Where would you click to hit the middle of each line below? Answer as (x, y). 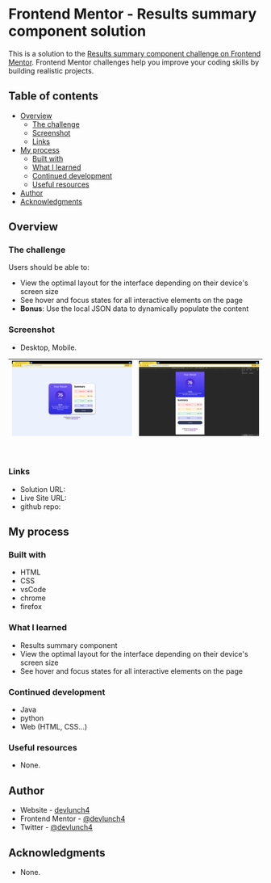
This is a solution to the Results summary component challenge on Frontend (135, 53)
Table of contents (53, 97)
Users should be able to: (49, 267)
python (32, 718)
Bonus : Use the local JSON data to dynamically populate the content (134, 309)
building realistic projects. (51, 70)
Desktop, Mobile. (48, 347)
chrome (33, 598)
